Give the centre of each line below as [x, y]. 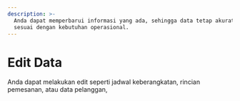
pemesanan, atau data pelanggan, [57, 90]
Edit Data [35, 62]
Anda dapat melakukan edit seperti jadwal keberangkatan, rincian [104, 82]
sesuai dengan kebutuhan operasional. [72, 27]
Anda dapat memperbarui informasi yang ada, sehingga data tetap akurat [124, 21]
